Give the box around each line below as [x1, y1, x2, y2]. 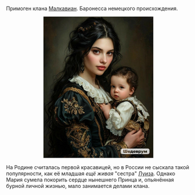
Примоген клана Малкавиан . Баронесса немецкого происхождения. [6, 5, 178, 12]
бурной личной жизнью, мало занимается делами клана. [6, 182, 150, 189]
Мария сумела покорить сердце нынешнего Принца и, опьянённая [6, 176, 175, 183]
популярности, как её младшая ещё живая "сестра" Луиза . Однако [6, 170, 176, 177]
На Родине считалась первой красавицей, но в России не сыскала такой [6, 163, 189, 170]
